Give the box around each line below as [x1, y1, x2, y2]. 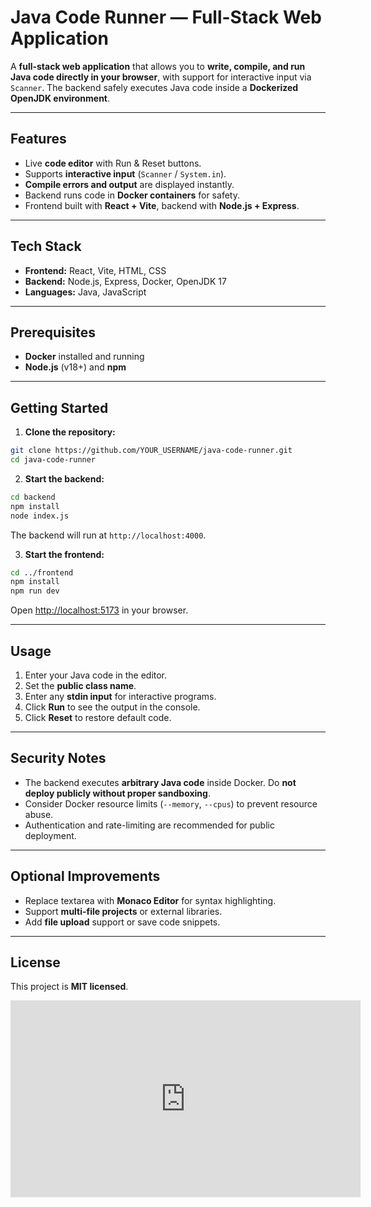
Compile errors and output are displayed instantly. [24, 178, 235, 190]
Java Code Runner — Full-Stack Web [10, 6, 322, 29]
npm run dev [10, 586, 60, 596]
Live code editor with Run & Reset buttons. [24, 157, 202, 169]
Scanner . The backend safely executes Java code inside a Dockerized [10, 81, 299, 93]
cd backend [10, 492, 56, 502]
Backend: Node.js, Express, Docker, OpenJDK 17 [24, 275, 227, 287]
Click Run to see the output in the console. [24, 701, 201, 713]
